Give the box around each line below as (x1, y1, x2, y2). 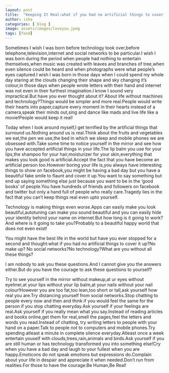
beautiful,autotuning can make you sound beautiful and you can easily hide (5, 209, 161, 215)
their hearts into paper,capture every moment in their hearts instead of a (5, 104, 155, 110)
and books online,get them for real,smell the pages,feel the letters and (5, 314, 151, 320)
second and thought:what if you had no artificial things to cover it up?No (5, 241, 156, 247)
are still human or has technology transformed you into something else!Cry (5, 341, 161, 347)
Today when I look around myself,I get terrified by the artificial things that (5, 124, 157, 130)
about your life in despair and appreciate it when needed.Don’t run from (5, 357, 154, 363)
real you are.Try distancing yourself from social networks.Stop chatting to (5, 293, 158, 298)
